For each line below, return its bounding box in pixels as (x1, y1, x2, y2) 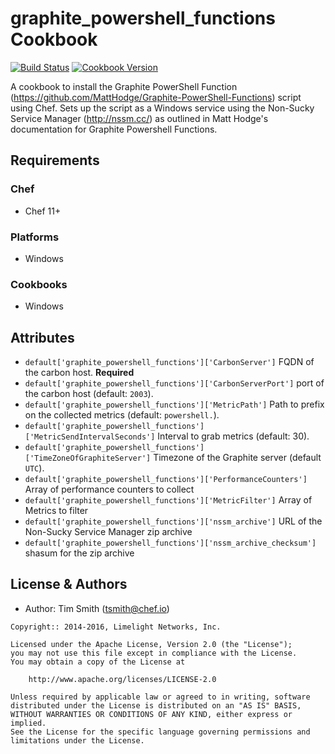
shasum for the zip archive (24, 547, 135, 559)
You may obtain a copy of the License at (10, 657, 186, 667)
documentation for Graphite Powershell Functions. (10, 123, 218, 135)
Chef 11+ (24, 205, 62, 217)
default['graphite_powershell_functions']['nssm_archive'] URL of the (24, 515, 323, 527)
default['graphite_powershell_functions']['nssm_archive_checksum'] (24, 538, 317, 549)
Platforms (10, 230, 60, 244)
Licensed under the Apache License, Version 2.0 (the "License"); (10, 639, 293, 649)
